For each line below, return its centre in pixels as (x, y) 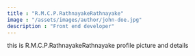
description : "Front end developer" (61, 26)
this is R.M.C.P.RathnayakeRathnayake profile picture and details (98, 46)
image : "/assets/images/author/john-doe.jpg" (75, 20)
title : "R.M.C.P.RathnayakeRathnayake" (66, 13)
